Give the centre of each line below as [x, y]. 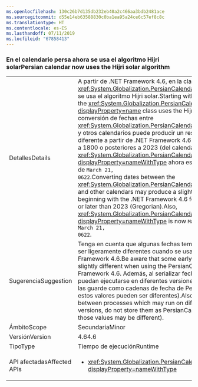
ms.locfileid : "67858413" [38, 39]
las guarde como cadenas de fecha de [131, 288]
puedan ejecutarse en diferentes [123, 281]
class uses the [162, 111]
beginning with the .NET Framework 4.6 [133, 199]
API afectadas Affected [40, 362]
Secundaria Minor [101, 328]
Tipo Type [22, 346]
